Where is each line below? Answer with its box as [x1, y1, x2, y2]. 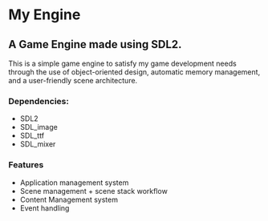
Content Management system [19, 195, 119, 204]
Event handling [19, 203, 70, 213]
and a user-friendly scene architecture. [8, 76, 138, 85]
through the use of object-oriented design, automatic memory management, [8, 67, 261, 77]
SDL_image [19, 123, 58, 132]
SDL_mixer [19, 139, 56, 149]
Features [8, 159, 44, 171]
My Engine [8, 6, 81, 24]
